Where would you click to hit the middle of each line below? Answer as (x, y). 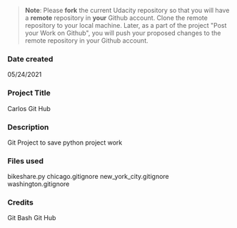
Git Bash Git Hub (32, 218)
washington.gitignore (39, 184)
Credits (20, 202)
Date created (30, 58)
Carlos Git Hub (29, 108)
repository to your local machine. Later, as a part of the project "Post (126, 25)
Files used (26, 161)
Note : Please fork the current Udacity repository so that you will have (127, 10)
